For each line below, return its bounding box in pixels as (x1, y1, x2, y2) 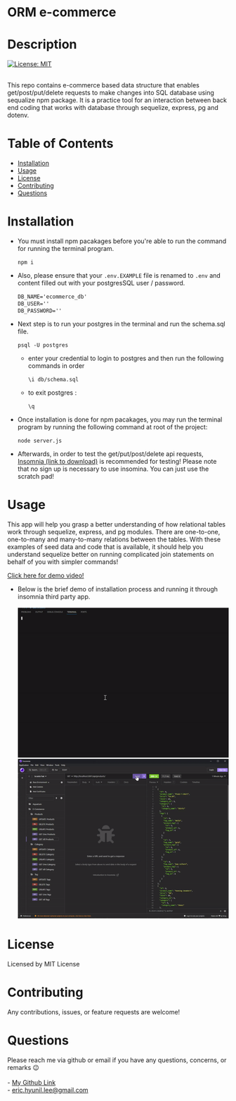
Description (7, 37, 77, 53)
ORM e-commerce (7, 4, 117, 20)
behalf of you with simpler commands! (7, 558, 119, 566)
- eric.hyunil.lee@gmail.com (7, 1085, 89, 1094)
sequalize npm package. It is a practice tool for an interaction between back (7, 96, 227, 104)
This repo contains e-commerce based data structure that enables (7, 81, 200, 90)
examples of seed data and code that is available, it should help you (7, 542, 204, 550)
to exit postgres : (27, 388, 77, 397)
